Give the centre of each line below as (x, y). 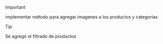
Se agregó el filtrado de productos (41, 36)
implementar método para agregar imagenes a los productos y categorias (81, 17)
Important (15, 7)
